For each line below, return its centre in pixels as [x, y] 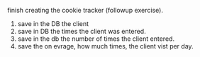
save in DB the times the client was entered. [82, 31]
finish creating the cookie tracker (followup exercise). [85, 10]
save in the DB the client [53, 24]
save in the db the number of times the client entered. [96, 39]
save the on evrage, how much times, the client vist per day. [105, 46]
